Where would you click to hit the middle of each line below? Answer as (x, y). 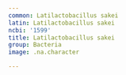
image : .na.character (44, 52)
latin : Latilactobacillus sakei (61, 23)
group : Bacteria (35, 45)
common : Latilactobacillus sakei (63, 15)
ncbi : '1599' (30, 30)
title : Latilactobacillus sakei (61, 37)
